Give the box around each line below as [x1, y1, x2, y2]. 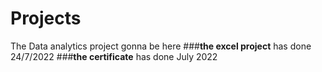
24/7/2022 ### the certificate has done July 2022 [10, 50, 218, 62]
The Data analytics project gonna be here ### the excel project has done [10, 40, 312, 52]
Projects [10, 7, 82, 30]
